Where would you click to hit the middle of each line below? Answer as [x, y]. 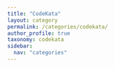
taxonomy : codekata [36, 40]
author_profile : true [39, 33]
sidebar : [20, 46]
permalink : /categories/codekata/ [58, 27]
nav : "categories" [41, 53]
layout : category [33, 20]
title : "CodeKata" [34, 14]
